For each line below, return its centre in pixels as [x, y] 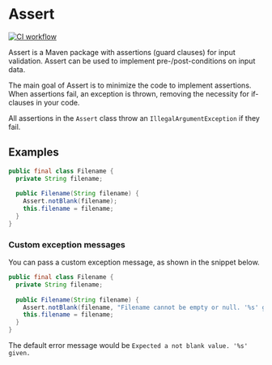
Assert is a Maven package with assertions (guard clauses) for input [122, 52]
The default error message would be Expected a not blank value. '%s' [128, 346]
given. [19, 354]
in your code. [58, 102]
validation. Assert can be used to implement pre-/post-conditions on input [132, 61]
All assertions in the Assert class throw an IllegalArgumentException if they [134, 118]
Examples [34, 152]
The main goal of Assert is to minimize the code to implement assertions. [130, 85]
